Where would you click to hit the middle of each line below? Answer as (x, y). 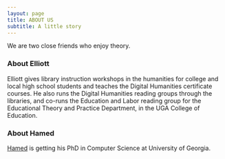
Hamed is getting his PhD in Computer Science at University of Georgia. (109, 148)
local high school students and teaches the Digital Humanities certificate (110, 86)
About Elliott (28, 64)
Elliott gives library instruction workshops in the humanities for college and (113, 78)
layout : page (26, 13)
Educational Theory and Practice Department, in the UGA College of (104, 108)
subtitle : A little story (44, 26)
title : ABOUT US (30, 20)
